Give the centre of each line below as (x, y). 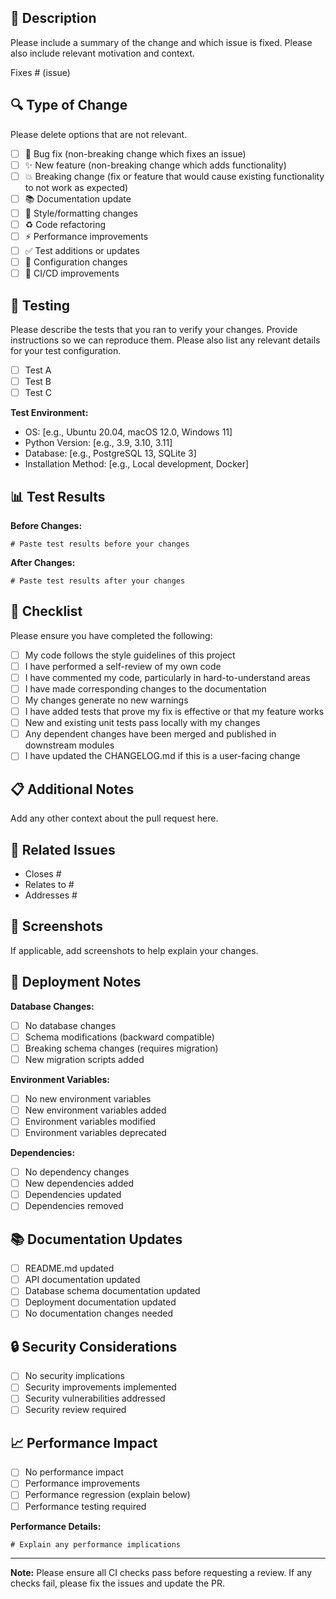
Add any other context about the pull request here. (114, 818)
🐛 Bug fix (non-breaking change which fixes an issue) (135, 153)
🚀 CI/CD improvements (72, 273)
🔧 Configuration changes (76, 262)
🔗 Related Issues (63, 849)
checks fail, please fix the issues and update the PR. (118, 1583)
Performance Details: (56, 1526)
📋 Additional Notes (72, 789)
